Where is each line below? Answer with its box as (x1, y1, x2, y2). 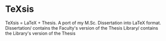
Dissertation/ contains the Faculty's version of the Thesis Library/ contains (5, 25, 159, 31)
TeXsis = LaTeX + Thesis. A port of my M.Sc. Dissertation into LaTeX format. (5, 20, 161, 26)
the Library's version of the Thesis (5, 30, 76, 36)
